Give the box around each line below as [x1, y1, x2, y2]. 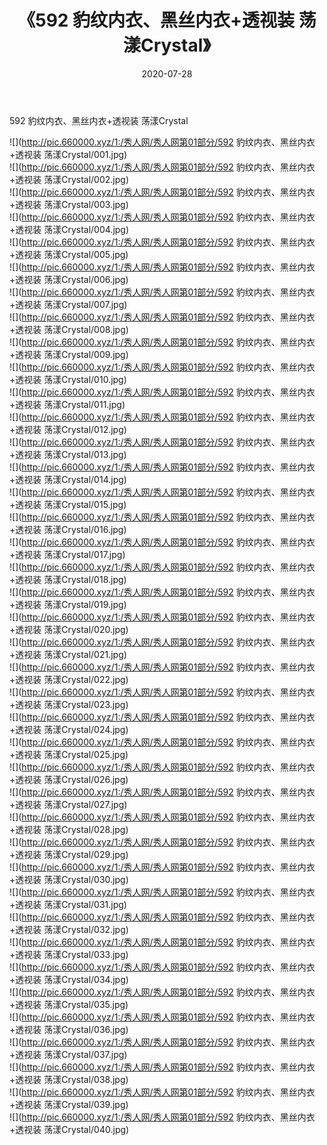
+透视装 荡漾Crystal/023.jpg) [9, 698, 129, 710]
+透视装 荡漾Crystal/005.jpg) [9, 248, 129, 260]
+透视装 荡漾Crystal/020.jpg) [9, 623, 129, 635]
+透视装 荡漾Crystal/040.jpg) [9, 1123, 130, 1135]
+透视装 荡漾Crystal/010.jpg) [9, 373, 127, 385]
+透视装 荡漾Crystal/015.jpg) [9, 498, 127, 510]
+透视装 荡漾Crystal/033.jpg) [9, 948, 129, 960]
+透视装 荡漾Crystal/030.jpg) [9, 873, 129, 885]
